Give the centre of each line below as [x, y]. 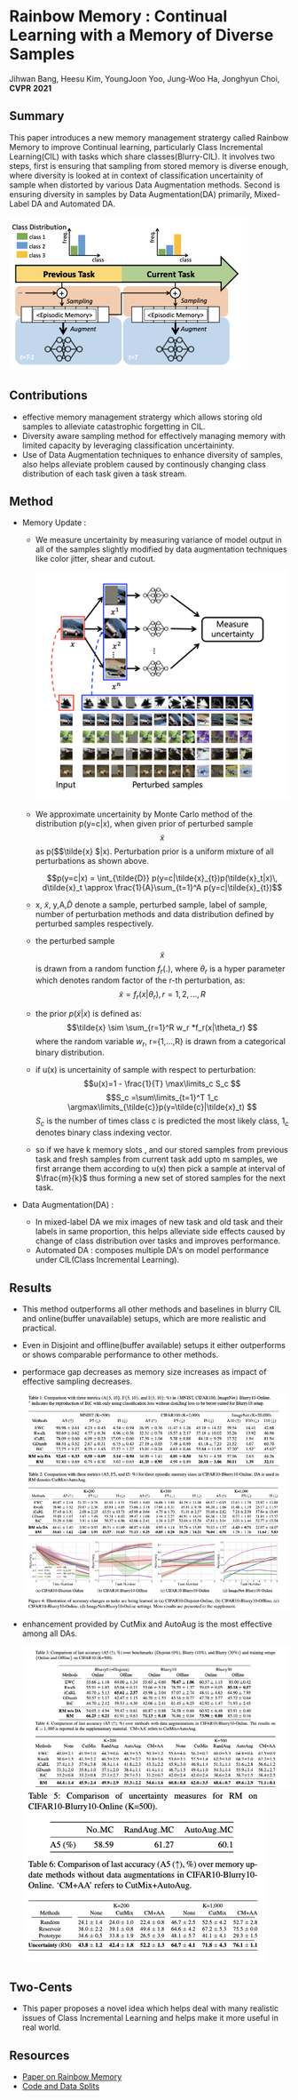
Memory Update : [54, 523]
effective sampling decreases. [77, 1381]
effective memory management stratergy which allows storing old [142, 417]
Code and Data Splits [61, 2087]
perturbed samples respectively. [94, 924]
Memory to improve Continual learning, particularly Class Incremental [136, 147]
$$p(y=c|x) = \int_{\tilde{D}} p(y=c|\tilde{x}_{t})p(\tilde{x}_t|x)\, [162, 878]
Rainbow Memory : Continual [118, 16]
